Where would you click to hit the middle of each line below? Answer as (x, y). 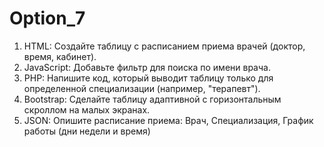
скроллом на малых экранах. (87, 109)
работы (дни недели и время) (87, 131)
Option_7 (47, 18)
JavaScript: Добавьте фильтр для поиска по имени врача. (147, 67)
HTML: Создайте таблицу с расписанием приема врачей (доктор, (164, 46)
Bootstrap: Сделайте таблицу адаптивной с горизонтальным (152, 99)
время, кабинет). (60, 56)
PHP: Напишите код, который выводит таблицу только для (148, 78)
